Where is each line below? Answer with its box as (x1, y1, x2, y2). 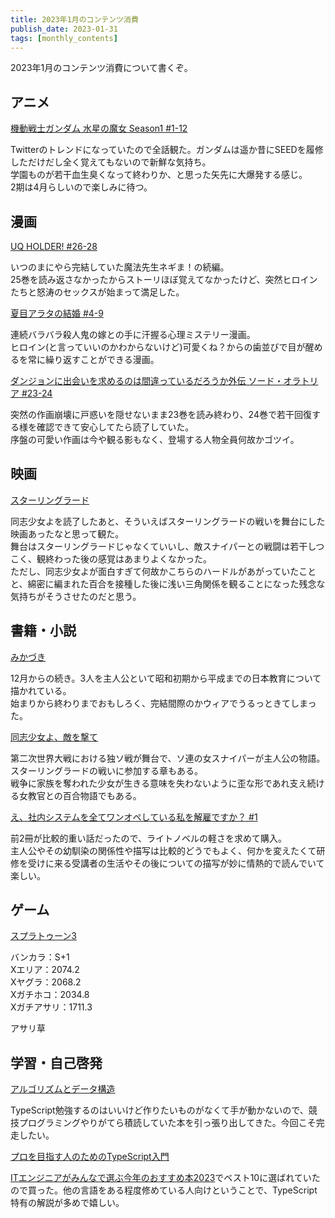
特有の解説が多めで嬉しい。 (10, 1197, 125, 1209)
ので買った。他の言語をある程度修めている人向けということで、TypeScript (10, 1184, 318, 1196)
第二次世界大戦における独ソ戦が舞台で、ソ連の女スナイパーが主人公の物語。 (10, 752, 326, 764)
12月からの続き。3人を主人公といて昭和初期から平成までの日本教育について (10, 672, 322, 684)
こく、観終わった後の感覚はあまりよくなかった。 (10, 552, 212, 565)
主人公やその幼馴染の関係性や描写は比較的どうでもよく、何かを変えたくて (10, 844, 317, 856)
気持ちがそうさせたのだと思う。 (10, 590, 142, 602)
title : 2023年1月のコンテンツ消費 (10, 14, 139, 25)
